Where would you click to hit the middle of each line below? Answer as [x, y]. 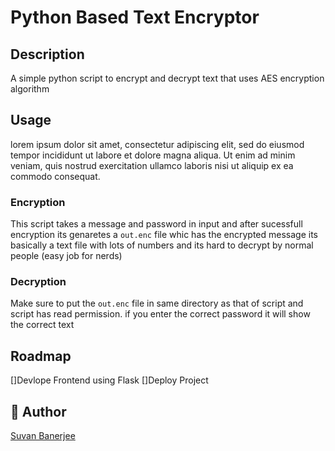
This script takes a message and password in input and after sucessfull [156, 224]
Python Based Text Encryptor [135, 17]
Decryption [38, 282]
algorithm [30, 89]
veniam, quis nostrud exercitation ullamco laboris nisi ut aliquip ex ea [152, 165]
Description [47, 54]
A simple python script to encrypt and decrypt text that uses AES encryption [167, 78]
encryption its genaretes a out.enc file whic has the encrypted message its [164, 235]
